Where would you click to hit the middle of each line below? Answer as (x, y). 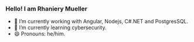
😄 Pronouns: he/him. (40, 34)
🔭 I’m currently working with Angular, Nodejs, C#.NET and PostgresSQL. (101, 22)
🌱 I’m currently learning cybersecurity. (60, 27)
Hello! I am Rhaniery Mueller (46, 9)
